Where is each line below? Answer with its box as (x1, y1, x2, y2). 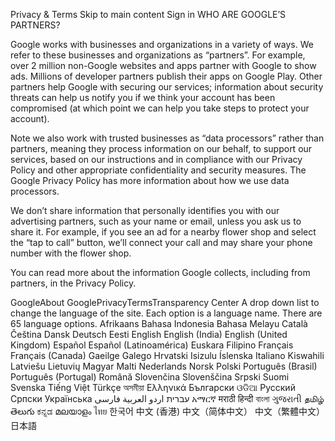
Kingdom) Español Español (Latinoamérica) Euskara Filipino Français (10, 339, 294, 351)
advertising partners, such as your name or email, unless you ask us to (10, 215, 302, 227)
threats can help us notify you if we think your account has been (10, 92, 276, 103)
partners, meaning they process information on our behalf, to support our (10, 143, 313, 154)
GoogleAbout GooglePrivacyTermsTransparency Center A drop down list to (10, 297, 320, 308)
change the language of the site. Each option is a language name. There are (10, 307, 323, 319)
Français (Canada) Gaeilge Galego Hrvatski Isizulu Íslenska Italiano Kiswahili (10, 350, 325, 361)
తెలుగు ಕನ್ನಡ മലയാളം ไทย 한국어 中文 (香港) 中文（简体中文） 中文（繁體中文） (10, 405, 325, 417)
